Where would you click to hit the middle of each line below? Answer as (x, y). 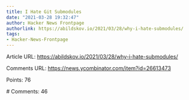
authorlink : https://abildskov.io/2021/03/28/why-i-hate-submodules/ (95, 28)
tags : (13, 34)
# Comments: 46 (27, 91)
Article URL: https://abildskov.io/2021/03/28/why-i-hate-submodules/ (92, 57)
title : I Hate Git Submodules (44, 12)
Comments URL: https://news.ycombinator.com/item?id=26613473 (88, 68)
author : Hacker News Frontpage (45, 23)
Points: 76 (19, 80)
